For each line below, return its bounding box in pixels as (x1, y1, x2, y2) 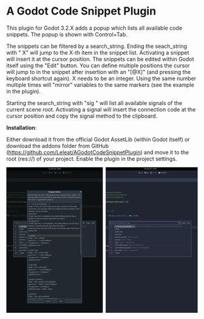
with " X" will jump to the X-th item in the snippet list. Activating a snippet (6, 49, 189, 56)
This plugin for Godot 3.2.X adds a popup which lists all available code (6, 24, 183, 32)
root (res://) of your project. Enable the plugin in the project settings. (6, 155, 177, 162)
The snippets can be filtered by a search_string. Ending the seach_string (6, 42, 187, 50)
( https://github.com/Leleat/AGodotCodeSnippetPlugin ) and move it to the (6, 149, 189, 156)
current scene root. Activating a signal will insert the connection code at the (6, 106, 196, 113)
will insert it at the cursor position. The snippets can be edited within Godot (6, 55, 194, 62)
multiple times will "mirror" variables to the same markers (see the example (6, 81, 194, 89)
